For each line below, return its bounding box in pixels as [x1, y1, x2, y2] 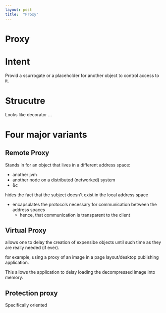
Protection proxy [5, 289, 58, 297]
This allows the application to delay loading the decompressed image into [5, 269, 156, 275]
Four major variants [5, 129, 88, 140]
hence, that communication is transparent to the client [19, 212, 130, 218]
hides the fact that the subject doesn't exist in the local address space [5, 192, 149, 198]
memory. [5, 274, 23, 281]
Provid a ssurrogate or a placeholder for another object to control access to [5, 73, 160, 78]
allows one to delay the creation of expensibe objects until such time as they [5, 239, 162, 245]
